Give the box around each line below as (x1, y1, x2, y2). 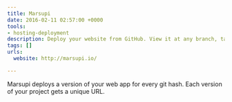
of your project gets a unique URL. (7, 87, 105, 95)
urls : (7, 49, 23, 56)
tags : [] (7, 42, 32, 49)
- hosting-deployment (7, 29, 70, 37)
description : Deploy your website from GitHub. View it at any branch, (7, 36, 217, 43)
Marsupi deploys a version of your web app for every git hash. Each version (7, 80, 222, 88)
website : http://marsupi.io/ (13, 55, 97, 62)
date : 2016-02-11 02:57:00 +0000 (7, 17, 104, 23)
